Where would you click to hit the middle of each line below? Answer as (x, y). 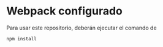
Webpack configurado (64, 11)
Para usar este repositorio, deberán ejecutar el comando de (82, 28)
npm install (21, 39)
